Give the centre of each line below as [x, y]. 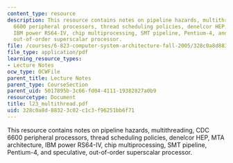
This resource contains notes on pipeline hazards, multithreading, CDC [108, 130]
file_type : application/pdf [48, 53]
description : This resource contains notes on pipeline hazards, [103, 20]
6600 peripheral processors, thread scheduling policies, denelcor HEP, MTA [116, 137]
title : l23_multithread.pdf [48, 104]
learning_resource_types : [44, 59]
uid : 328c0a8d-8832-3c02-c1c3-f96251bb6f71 [71, 110]
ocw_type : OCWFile [34, 71]
